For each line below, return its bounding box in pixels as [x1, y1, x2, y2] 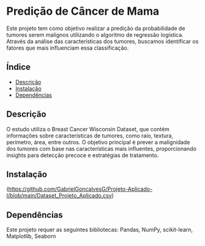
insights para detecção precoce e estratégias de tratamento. [6, 152, 159, 159]
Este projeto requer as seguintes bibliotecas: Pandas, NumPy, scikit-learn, [6, 226, 193, 234]
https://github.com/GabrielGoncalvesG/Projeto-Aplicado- [8, 185, 153, 193]
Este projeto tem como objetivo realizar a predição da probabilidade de [6, 25, 185, 32]
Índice [6, 62, 31, 72]
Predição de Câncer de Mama [6, 4, 160, 18]
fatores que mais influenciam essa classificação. [6, 44, 129, 52]
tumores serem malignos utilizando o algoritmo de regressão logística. [6, 31, 184, 38]
